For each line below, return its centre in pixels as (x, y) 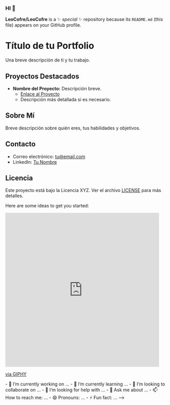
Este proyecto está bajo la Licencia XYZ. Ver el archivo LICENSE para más (83, 190)
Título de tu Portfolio (50, 46)
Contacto (20, 144)
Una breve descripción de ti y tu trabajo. (48, 60)
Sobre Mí (20, 116)
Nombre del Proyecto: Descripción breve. (57, 89)
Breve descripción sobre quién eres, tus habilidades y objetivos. (73, 128)
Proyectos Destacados (42, 76)
